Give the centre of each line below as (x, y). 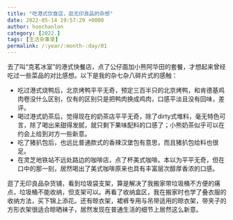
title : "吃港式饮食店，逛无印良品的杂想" (60, 14)
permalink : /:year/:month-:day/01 (57, 46)
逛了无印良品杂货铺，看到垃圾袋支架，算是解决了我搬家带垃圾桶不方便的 (111, 183)
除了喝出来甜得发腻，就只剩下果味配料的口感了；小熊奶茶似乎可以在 (127, 125)
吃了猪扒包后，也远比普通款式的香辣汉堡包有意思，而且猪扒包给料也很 (118, 142)
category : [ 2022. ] (34, 33)
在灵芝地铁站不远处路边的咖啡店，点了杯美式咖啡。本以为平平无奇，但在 (121, 160)
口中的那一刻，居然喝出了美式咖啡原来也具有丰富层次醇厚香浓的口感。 (118, 168)
